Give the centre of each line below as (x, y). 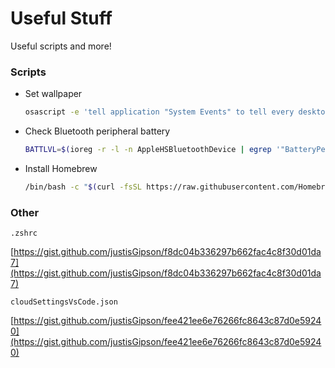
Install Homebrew (61, 168)
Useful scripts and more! (61, 46)
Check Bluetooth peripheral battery (97, 131)
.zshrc (24, 233)
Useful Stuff (61, 18)
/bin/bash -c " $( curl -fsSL (83, 187)
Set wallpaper (53, 94)
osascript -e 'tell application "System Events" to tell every (159, 112)
